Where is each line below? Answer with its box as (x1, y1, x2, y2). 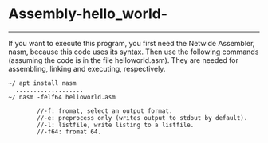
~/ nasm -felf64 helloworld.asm (8, 93, 116, 101)
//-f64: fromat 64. (37, 128, 102, 136)
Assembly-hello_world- (8, 5, 168, 23)
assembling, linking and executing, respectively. (8, 64, 166, 73)
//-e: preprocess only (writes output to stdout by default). (37, 114, 248, 122)
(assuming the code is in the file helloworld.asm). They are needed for (8, 55, 239, 64)
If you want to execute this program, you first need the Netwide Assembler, (8, 38, 255, 48)
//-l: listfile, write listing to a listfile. (37, 121, 195, 129)
